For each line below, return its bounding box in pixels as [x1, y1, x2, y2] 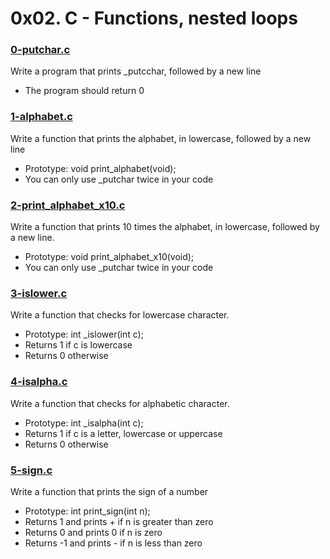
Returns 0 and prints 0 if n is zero [24, 526, 163, 538]
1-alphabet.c [10, 110, 73, 124]
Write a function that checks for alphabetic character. [10, 397, 230, 409]
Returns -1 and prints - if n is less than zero [24, 537, 203, 549]
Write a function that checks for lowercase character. [10, 309, 230, 321]
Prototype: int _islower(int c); [24, 328, 144, 341]
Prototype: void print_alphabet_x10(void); [24, 251, 195, 263]
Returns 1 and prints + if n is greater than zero [24, 515, 214, 527]
